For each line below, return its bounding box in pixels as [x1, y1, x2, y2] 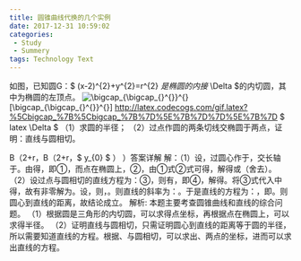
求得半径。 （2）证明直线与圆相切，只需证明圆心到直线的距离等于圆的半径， [9, 220, 291, 230]
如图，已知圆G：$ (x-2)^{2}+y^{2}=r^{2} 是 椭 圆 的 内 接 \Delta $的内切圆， [9, 81, 279, 91]
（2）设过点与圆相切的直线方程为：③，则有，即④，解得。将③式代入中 [9, 175, 282, 185]
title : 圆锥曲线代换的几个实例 [9, 13, 111, 22]
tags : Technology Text [9, 55, 94, 64]
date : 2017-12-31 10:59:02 [9, 22, 110, 30]
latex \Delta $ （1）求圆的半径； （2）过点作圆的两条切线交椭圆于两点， [9, 122, 275, 133]
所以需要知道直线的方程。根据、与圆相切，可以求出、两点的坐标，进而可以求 [9, 231, 292, 241]
